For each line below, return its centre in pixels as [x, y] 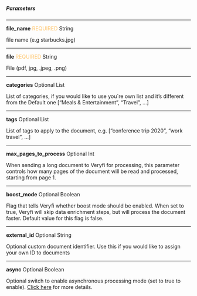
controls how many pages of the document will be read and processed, [92, 171]
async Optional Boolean [35, 269]
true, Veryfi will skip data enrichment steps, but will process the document [96, 212]
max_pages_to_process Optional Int [50, 154]
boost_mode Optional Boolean [43, 194]
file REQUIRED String [32, 56]
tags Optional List [28, 119]
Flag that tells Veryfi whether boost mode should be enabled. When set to [95, 206]
